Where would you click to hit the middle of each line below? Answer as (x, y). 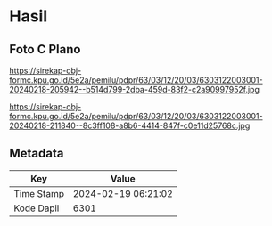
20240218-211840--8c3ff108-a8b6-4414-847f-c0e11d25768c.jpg (130, 125)
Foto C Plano (45, 49)
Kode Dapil (37, 208)
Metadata (37, 153)
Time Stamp (39, 193)
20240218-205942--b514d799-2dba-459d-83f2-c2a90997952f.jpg (135, 89)
